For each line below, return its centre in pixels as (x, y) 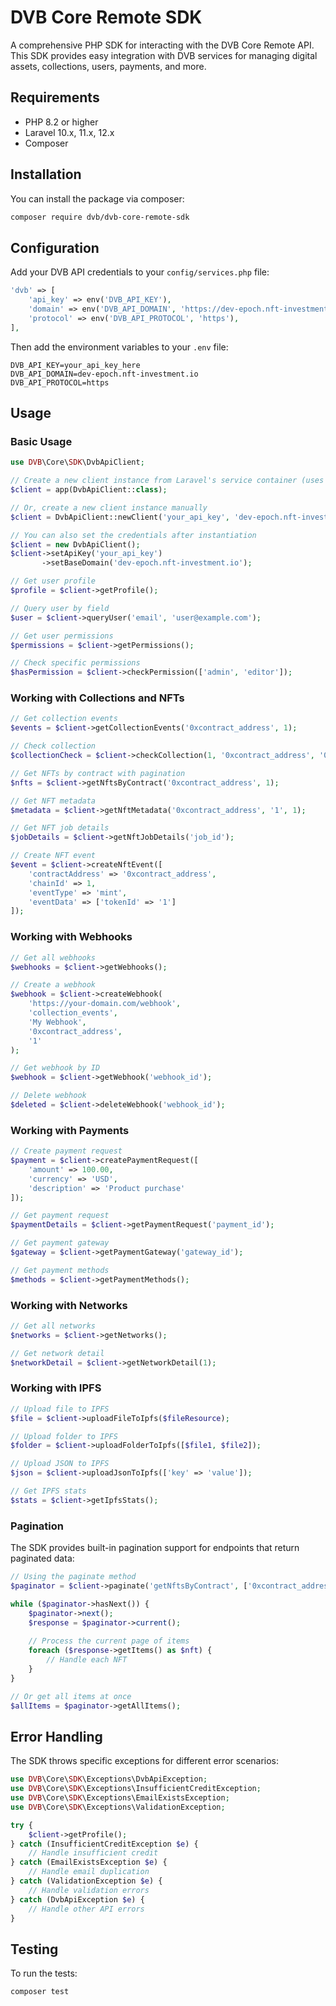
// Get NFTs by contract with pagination (98, 773)
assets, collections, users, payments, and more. (108, 66)
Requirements (55, 97)
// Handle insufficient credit (93, 1853)
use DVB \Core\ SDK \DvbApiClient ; (77, 462)
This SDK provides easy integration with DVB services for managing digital (164, 55)
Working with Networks (69, 1305)
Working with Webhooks (71, 937)
